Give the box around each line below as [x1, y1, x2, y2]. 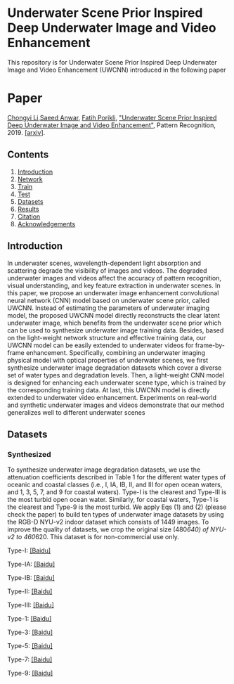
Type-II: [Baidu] [7, 587, 53, 595]
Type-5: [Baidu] [7, 642, 53, 650]
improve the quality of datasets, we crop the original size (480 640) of [7, 525, 209, 534]
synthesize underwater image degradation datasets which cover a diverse [7, 363, 222, 372]
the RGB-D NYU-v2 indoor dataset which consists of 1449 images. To [7, 518, 209, 527]
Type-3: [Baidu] [7, 628, 53, 637]
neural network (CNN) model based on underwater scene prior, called [7, 296, 209, 304]
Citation [17, 212, 41, 221]
